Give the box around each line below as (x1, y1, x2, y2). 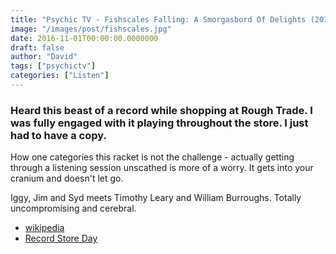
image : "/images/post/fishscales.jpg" (10, 24, 172, 34)
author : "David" (10, 52, 78, 62)
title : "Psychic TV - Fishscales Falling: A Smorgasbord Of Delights (10, 14, 307, 25)
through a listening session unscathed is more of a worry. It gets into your (10, 162, 314, 174)
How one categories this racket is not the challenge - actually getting (10, 151, 295, 163)
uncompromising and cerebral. (10, 202, 137, 215)
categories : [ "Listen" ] (10, 71, 110, 81)
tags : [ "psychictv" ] (10, 61, 97, 71)
